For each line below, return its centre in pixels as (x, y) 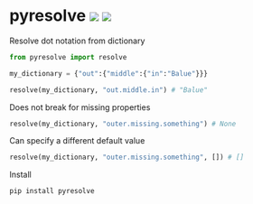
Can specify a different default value (77, 141)
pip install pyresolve (52, 191)
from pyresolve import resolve (68, 57)
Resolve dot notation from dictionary (77, 41)
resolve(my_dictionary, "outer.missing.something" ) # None (123, 124)
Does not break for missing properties (80, 107)
